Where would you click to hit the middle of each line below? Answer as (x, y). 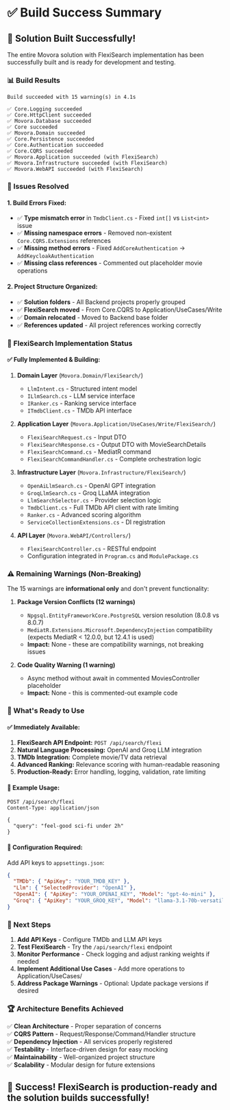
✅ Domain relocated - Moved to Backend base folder (92, 317)
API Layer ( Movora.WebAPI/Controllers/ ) (74, 535)
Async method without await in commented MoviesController (113, 678)
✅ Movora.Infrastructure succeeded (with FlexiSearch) (88, 163)
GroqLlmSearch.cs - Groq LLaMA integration (89, 493)
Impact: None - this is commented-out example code (102, 693)
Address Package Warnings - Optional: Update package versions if (113, 984)
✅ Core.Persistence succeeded (51, 139)
